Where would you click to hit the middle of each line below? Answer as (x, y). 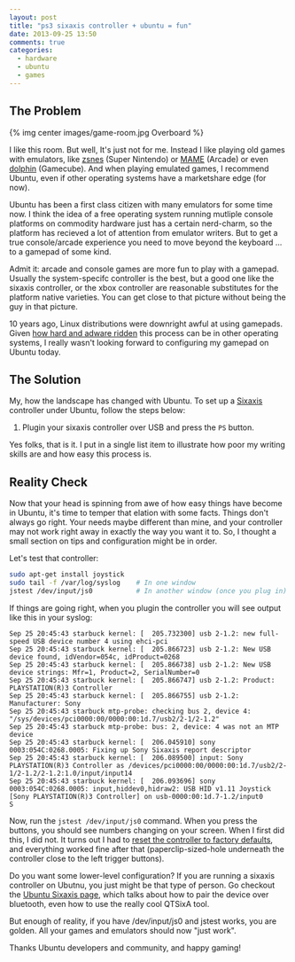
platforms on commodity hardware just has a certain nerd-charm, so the (141, 223)
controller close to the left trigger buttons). (87, 858)
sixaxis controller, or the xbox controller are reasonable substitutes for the (144, 287)
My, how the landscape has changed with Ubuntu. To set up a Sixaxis (136, 401)
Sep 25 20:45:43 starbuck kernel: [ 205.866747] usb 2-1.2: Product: (142, 680)
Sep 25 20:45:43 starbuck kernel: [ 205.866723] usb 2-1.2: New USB (140, 649)
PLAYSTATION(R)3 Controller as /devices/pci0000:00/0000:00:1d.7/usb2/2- (148, 765)
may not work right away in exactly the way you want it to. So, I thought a (143, 532)
